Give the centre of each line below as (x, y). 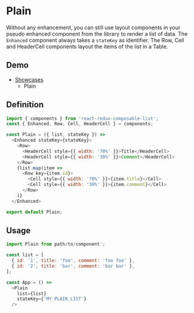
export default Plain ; (34, 212)
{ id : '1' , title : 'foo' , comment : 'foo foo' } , (73, 261)
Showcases (29, 79)
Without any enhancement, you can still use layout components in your (93, 27)
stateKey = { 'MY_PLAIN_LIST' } (52, 299)
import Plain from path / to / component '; (56, 244)
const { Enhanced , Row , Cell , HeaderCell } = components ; (80, 124)
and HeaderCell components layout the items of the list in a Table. (87, 47)
